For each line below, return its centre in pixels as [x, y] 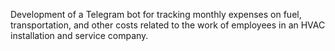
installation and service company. [79, 35]
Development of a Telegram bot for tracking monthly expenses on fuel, [156, 14]
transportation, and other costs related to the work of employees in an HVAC [168, 25]
